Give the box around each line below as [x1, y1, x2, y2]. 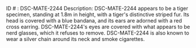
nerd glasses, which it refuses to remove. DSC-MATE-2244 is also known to [6, 29, 190, 36]
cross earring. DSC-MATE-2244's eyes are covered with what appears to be [6, 23, 190, 30]
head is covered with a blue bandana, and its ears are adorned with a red [6, 17, 183, 24]
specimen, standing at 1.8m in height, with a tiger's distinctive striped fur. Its [6, 11, 190, 18]
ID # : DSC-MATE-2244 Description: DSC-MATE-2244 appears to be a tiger [6, 5, 188, 12]
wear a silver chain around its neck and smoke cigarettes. [6, 36, 145, 42]
